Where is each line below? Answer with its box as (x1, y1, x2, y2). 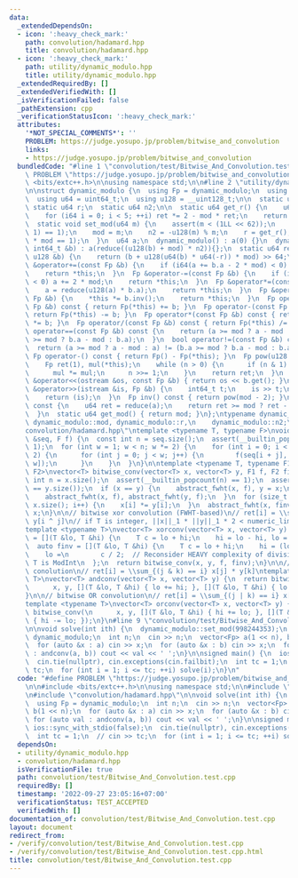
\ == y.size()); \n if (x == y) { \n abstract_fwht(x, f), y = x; (25, 483, 284, 493)
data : (9, 12, 29, 22)
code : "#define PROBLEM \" (17, 674, 117, 682)
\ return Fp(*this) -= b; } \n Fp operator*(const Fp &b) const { (25, 310, 276, 320)
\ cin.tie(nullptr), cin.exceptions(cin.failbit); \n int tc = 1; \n (25, 658, 288, 666)
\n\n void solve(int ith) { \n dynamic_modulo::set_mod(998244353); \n (25, 624, 288, 634)
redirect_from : (9, 831, 66, 840)
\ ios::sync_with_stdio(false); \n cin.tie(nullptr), (25, 723, 228, 733)
